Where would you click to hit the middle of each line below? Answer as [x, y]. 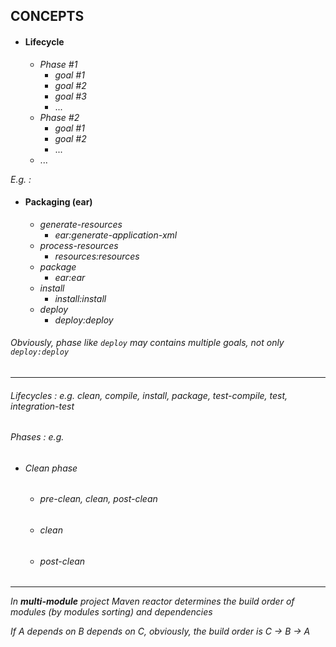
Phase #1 [58, 64]
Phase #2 [59, 117]
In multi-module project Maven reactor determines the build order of [152, 601]
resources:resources [97, 256]
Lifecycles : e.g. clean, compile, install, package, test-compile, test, [149, 395]
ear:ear [70, 277]
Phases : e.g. [37, 437]
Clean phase [51, 468]
